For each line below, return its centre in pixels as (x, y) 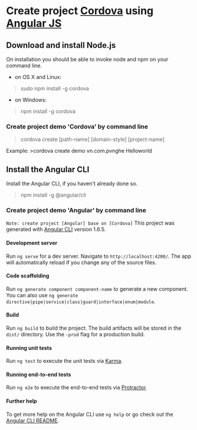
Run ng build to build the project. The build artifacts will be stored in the (94, 328)
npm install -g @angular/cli (53, 195)
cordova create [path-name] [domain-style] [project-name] (93, 139)
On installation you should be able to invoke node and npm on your (87, 59)
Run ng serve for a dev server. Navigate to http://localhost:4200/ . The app (99, 256)
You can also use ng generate (42, 295)
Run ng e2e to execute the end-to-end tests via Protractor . (77, 388)
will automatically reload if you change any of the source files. (81, 262)
